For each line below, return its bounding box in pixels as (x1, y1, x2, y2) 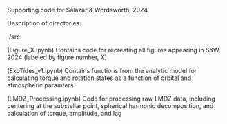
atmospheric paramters (7, 81, 74, 89)
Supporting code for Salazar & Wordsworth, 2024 (7, 6, 148, 14)
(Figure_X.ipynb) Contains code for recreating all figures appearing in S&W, (7, 46, 221, 54)
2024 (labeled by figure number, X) (7, 53, 108, 61)
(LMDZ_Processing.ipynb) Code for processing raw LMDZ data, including (7, 94, 216, 103)
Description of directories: (7, 19, 81, 27)
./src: (7, 32, 22, 41)
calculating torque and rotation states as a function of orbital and (7, 74, 192, 82)
